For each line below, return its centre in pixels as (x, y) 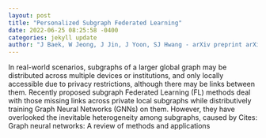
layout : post (30, 15)
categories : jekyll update (53, 37)
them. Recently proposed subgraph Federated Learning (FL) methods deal (129, 92)
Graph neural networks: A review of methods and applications (109, 126)
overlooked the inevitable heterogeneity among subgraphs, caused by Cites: (133, 117)
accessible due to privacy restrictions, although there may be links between (132, 84)
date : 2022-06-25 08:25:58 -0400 (63, 30)
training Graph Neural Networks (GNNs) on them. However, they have (122, 109)
